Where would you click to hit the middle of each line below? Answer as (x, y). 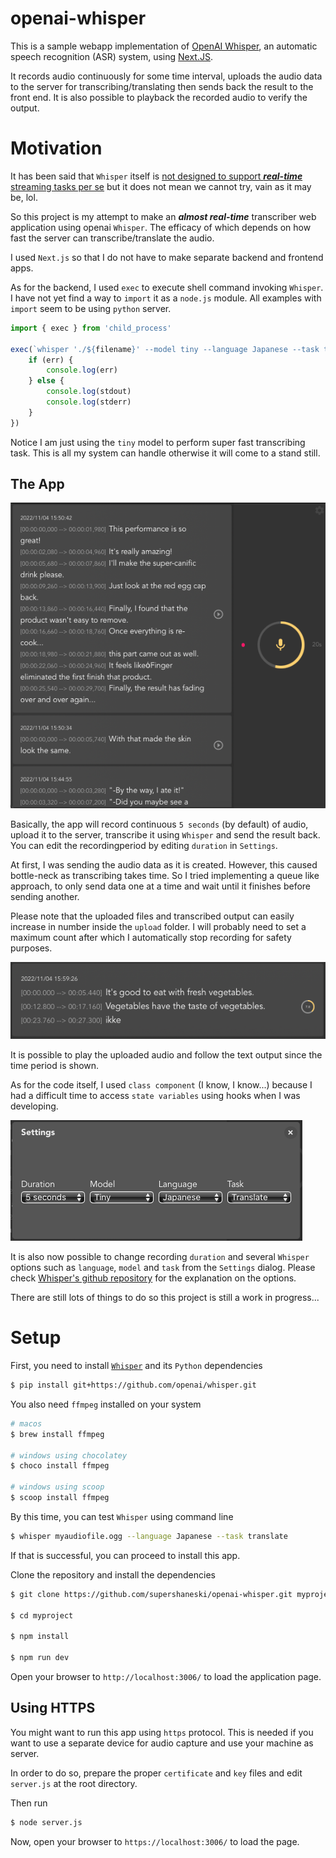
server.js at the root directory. (74, 1783)
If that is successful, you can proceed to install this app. (125, 1555)
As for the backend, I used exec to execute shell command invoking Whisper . (167, 287)
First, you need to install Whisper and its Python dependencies (136, 1366)
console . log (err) (82, 370)
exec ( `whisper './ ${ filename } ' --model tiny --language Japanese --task (165, 349)
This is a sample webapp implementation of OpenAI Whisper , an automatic (164, 46)
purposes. (31, 948)
